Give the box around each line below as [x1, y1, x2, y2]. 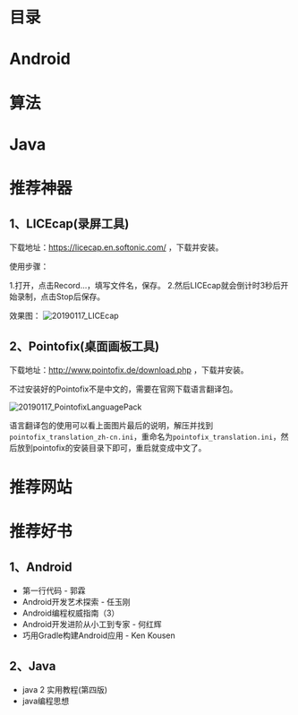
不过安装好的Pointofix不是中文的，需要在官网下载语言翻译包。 [9, 383, 238, 394]
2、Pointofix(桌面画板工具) [9, 339, 159, 354]
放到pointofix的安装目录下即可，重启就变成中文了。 [16, 442, 207, 452]
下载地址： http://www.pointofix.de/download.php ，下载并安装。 [9, 364, 249, 375]
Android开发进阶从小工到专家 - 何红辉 [21, 618, 163, 629]
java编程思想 [21, 695, 70, 706]
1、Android [9, 560, 72, 575]
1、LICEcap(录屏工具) [9, 216, 130, 232]
